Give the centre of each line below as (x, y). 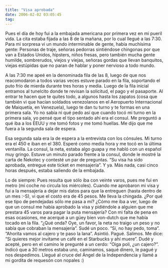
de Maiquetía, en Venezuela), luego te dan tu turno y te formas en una (77, 107)
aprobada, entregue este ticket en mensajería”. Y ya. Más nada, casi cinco (82, 165)
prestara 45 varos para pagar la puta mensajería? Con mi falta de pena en (81, 212)
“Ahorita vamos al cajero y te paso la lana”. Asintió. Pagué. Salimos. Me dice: (84, 234)
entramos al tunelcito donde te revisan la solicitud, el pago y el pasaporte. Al (84, 92)
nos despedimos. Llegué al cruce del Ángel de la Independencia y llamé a (81, 255)
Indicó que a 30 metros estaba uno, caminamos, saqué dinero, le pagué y (81, 250)
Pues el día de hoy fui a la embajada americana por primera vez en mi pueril (83, 34)
